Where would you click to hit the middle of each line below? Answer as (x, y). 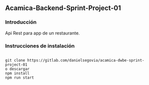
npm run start (20, 78)
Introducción (21, 22)
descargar (19, 69)
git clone (15, 60)
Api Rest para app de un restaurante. (42, 33)
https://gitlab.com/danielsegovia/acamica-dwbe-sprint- (86, 60)
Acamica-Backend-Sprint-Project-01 (63, 8)
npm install (17, 73)
